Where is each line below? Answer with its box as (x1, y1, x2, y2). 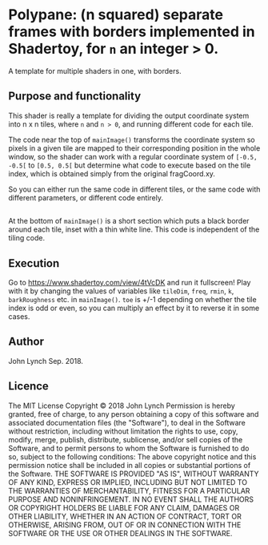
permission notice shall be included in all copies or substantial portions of (8, 460, 251, 470)
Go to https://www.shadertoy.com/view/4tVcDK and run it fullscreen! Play (8, 277, 251, 287)
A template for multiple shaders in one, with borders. (8, 66, 182, 75)
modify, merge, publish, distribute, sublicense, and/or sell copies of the (8, 434, 243, 444)
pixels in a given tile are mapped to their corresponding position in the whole (8, 143, 261, 153)
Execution (8, 256, 60, 270)
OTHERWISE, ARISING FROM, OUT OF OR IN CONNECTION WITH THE (8, 519, 242, 530)
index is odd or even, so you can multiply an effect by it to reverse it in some (8, 303, 260, 313)
